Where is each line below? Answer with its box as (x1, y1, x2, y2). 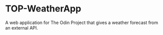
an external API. (5, 24, 38, 30)
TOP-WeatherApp (5, 3, 81, 14)
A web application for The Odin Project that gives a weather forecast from (5, 19, 158, 25)
